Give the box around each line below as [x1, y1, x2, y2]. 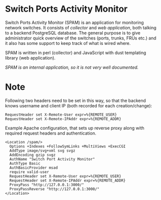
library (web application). [5, 55, 56, 60]
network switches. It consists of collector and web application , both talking [5, 24, 157, 30]
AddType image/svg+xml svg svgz [9, 148, 76, 153]
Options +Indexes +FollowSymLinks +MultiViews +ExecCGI [9, 144, 126, 149]
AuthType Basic [9, 161, 41, 166]
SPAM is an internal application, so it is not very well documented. [5, 64, 138, 70]
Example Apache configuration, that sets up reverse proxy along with [5, 125, 144, 131]
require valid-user [9, 169, 49, 174]
